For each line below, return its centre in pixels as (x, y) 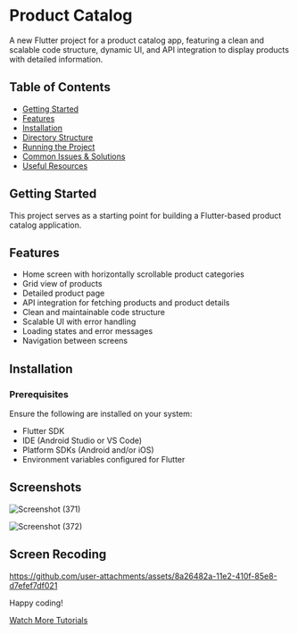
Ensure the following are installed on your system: (101, 414)
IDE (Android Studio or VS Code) (82, 441)
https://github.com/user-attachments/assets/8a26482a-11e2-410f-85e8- (143, 576)
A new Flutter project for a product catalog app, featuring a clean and (137, 40)
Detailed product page (63, 293)
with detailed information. (56, 59)
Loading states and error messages (87, 331)
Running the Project (58, 146)
